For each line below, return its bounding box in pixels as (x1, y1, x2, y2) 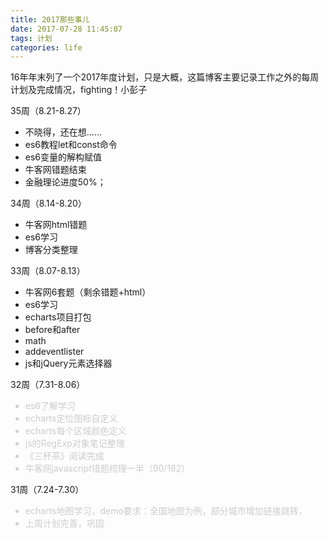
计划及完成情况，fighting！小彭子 (10, 84, 148, 96)
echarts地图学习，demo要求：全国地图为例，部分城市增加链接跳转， (24, 505, 308, 517)
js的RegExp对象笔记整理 (24, 437, 125, 450)
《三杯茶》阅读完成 (24, 450, 105, 462)
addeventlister (24, 346, 85, 358)
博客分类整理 (24, 244, 78, 256)
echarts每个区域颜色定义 (24, 425, 127, 437)
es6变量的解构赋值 (24, 151, 103, 163)
